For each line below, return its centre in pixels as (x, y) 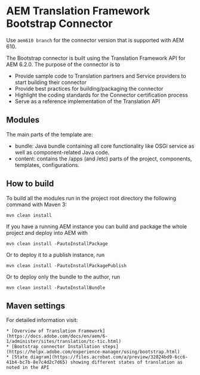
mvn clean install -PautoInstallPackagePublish (67, 266)
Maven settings (36, 306)
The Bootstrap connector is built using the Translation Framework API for (96, 58)
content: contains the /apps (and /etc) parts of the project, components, (103, 159)
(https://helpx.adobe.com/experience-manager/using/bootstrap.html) (93, 352)
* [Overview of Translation (41, 331)
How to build (30, 184)
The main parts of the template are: (50, 134)
